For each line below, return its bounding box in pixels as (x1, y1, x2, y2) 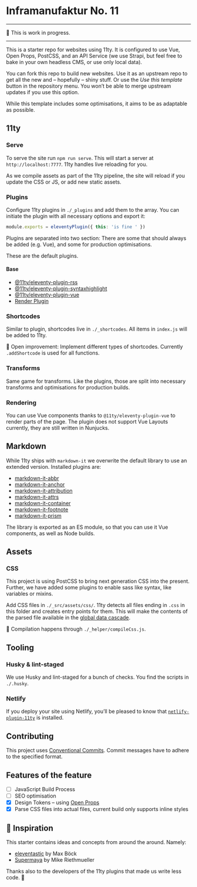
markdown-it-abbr (14, 475, 60, 482)
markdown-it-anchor (14, 481, 65, 488)
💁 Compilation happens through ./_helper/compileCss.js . (6, 625, 146, 633)
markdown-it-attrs (14, 493, 59, 501)
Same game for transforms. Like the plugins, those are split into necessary (6, 378, 186, 385)
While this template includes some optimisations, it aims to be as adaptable (6, 100, 188, 107)
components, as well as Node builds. (6, 529, 95, 536)
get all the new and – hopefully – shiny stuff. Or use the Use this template (6, 76, 183, 83)
